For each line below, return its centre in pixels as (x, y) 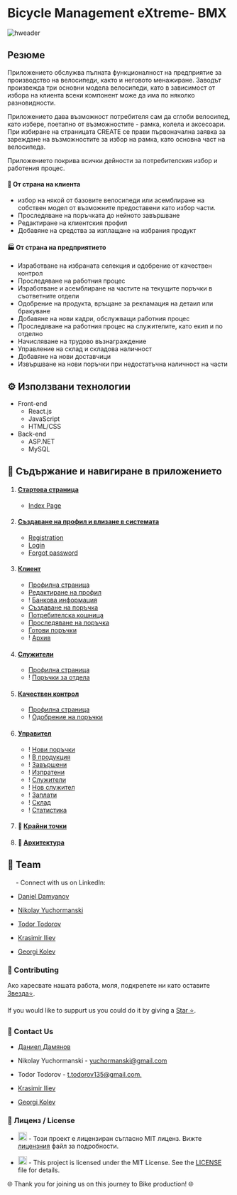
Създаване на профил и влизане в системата (88, 522)
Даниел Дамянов (44, 1047)
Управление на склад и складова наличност (85, 349)
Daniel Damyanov (43, 896)
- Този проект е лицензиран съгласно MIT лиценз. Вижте (115, 1139)
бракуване (34, 311)
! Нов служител (52, 787)
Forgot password (53, 553)
